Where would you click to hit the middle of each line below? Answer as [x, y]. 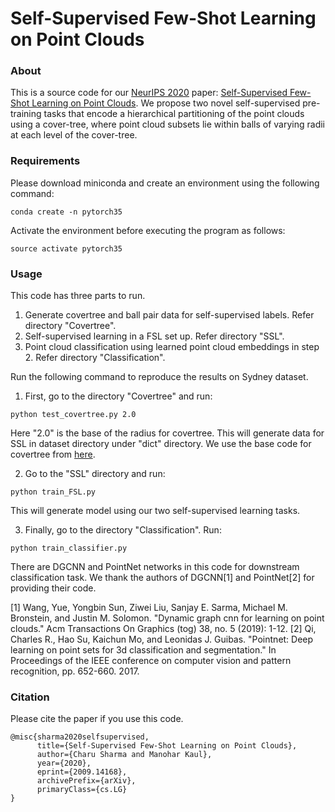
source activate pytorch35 [66, 248]
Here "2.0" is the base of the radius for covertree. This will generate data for [167, 433]
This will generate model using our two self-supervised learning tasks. [155, 511]
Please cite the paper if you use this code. [97, 719]
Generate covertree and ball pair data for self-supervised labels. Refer [169, 315]
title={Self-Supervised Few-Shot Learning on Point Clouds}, [167, 746]
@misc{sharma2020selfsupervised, [80, 737]
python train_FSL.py [53, 492]
